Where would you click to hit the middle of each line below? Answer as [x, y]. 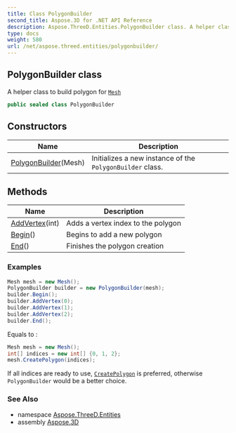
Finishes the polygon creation [115, 246]
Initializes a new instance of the [143, 158]
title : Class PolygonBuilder [50, 14]
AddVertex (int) [35, 223]
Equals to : [22, 334]
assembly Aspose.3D [48, 422]
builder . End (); [29, 321]
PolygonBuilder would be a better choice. [67, 381]
